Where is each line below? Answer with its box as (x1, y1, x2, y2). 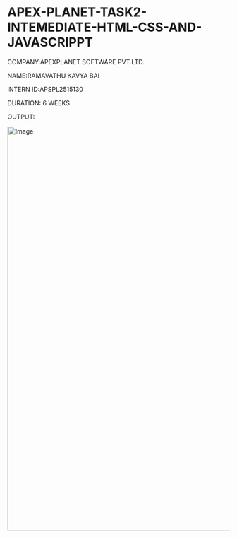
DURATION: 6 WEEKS (7, 98, 71, 107)
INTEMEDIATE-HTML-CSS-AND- (7, 19, 202, 35)
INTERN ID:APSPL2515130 (7, 85, 83, 93)
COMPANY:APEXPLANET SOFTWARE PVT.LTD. (7, 57, 145, 66)
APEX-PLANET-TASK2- (7, 4, 147, 21)
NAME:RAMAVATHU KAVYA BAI (7, 71, 100, 80)
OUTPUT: (7, 112, 35, 121)
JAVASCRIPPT (7, 35, 93, 50)
